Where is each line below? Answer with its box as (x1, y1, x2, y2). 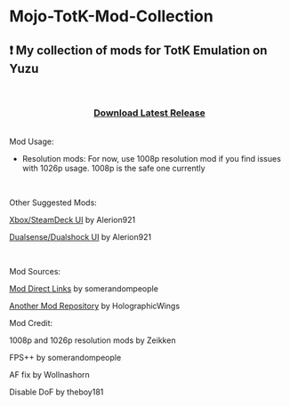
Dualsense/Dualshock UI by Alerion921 (9, 232, 152, 243)
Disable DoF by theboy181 (9, 386, 104, 397)
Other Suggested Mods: (9, 197, 98, 208)
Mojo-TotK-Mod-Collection (9, 6, 213, 27)
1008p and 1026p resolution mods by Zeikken (9, 335, 176, 346)
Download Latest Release (93, 107, 206, 119)
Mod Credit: (9, 318, 53, 329)
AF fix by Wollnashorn (9, 370, 91, 380)
